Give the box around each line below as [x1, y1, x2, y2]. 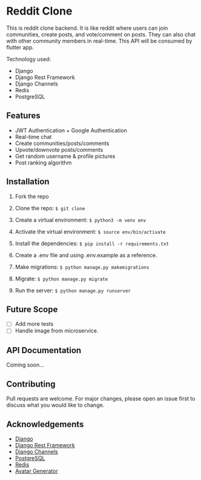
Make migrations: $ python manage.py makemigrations [15, 263, 150, 271]
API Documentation [6, 345, 82, 356]
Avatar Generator [15, 467, 59, 475]
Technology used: [6, 55, 51, 63]
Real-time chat [15, 133, 52, 140]
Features [6, 110, 41, 121]
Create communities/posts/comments [15, 140, 110, 147]
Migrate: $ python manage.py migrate [15, 275, 108, 282]
